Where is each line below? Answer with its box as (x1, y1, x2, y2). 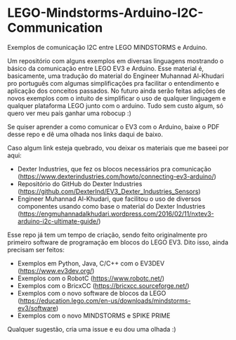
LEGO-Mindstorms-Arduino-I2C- (7, 5, 204, 21)
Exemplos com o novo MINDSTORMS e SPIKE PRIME (17, 311, 171, 320)
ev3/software (17, 303, 56, 312)
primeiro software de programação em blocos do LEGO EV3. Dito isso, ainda (7, 237, 229, 247)
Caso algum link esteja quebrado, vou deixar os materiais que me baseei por (7, 143, 229, 152)
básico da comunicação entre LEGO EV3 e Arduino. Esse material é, (7, 64, 204, 72)
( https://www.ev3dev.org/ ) (17, 266, 95, 275)
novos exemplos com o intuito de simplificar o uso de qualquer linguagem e (7, 93, 226, 103)
